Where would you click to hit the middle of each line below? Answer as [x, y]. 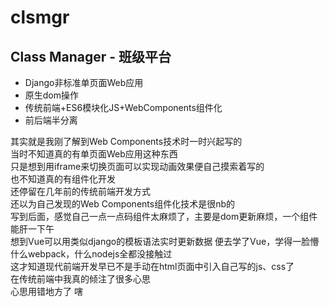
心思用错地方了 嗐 [46, 291]
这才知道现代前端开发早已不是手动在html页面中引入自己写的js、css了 [152, 266]
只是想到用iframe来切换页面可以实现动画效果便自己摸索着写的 [137, 166]
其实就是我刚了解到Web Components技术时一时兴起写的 [126, 141]
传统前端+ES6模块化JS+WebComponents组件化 [123, 107]
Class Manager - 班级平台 [91, 56]
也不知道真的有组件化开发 [63, 179]
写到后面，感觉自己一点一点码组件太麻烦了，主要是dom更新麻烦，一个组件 [164, 216]
